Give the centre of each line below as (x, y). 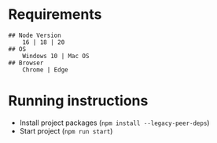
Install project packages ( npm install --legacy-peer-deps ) (114, 123)
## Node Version (35, 35)
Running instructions (78, 101)
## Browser (26, 63)
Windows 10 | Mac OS (56, 56)
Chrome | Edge (45, 70)
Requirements (55, 15)
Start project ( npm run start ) (66, 130)
